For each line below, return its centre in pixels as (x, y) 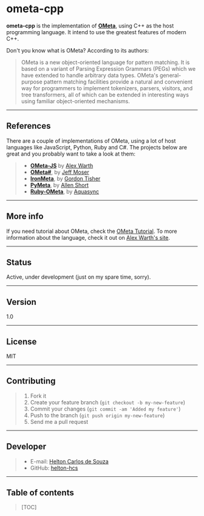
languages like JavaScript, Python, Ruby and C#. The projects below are (97, 147)
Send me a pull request (59, 421)
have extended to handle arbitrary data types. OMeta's (90, 75)
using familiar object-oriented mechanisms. (76, 101)
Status (19, 262)
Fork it (38, 396)
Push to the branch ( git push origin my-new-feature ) (97, 415)
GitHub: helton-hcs (54, 468)
